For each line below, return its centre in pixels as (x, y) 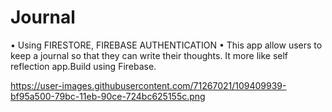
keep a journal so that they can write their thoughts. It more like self (149, 55)
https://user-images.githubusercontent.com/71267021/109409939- (148, 85)
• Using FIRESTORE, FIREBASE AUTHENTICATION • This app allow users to (166, 45)
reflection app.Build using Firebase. (83, 66)
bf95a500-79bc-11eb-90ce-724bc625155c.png (108, 96)
